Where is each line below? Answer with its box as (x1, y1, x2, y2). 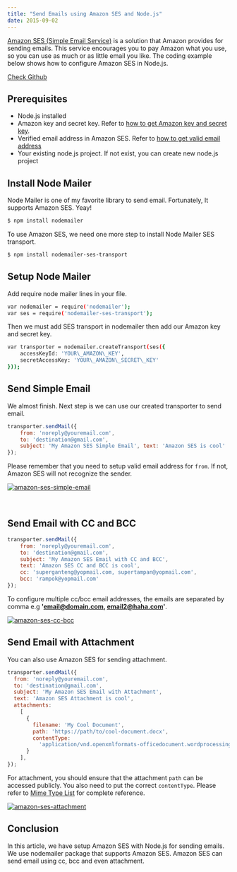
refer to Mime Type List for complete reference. (7, 789, 145, 797)
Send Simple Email (7, 383, 91, 395)
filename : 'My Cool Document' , (32, 721, 125, 729)
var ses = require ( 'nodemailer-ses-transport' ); (7, 310, 153, 317)
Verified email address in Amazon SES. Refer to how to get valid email (17, 134, 221, 143)
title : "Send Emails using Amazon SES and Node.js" (7, 10, 162, 18)
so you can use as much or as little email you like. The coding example (7, 51, 212, 60)
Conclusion (7, 823, 59, 835)
